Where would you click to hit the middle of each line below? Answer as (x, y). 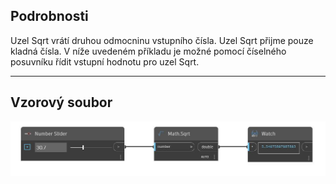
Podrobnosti (49, 16)
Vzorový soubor (61, 102)
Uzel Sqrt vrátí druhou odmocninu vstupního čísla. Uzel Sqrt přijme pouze (162, 40)
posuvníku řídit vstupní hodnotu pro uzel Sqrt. (105, 61)
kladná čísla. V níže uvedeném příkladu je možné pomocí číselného (148, 51)
